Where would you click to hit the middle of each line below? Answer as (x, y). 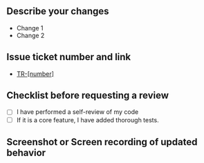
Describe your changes (58, 11)
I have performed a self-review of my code (77, 112)
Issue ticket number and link (69, 57)
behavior (26, 152)
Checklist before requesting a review (88, 96)
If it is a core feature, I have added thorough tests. (88, 119)
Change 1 (30, 28)
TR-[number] (35, 74)
